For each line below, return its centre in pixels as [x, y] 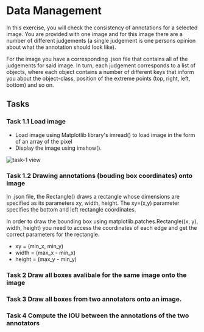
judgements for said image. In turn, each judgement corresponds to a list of [101, 65]
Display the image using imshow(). [58, 148]
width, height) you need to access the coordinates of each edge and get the [102, 227]
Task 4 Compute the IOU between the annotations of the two [98, 315]
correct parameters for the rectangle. [53, 234]
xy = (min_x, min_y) [39, 246]
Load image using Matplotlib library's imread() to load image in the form [105, 135]
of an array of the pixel [44, 141]
